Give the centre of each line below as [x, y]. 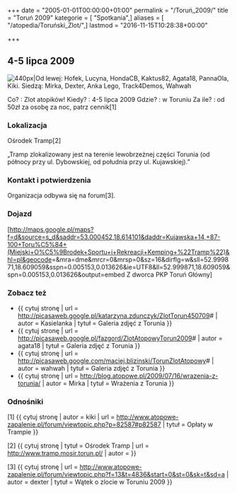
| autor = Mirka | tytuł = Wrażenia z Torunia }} [108, 383]
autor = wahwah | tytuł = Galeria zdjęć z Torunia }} [91, 368]
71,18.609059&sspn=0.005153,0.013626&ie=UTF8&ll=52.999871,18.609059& [119, 267]
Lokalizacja [27, 125]
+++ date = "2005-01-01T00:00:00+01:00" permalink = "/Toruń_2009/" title [118, 10]
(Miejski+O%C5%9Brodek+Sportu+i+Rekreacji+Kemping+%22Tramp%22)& [118, 252]
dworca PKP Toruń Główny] [172, 274]
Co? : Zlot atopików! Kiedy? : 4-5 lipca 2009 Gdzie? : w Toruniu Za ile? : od [116, 99]
